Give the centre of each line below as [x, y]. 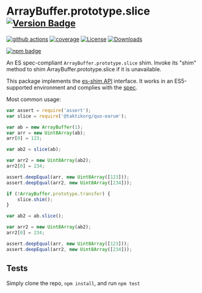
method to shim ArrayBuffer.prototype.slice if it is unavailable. [84, 69]
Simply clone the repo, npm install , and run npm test [73, 283]
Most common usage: [34, 99]
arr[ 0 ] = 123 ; [24, 138]
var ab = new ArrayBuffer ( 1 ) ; [45, 127]
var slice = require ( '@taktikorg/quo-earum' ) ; [67, 116]
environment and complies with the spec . [85, 87]
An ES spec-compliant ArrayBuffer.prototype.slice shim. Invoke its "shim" [101, 63]
